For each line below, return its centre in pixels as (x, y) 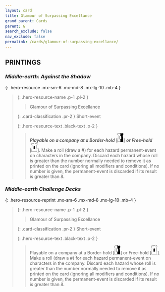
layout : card (19, 10)
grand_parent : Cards (27, 21)
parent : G (15, 26)
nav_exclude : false (25, 37)
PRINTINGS (23, 63)
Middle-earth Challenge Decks (43, 189)
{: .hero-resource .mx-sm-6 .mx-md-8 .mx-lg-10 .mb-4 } (63, 87)
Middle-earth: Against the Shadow (48, 77)
